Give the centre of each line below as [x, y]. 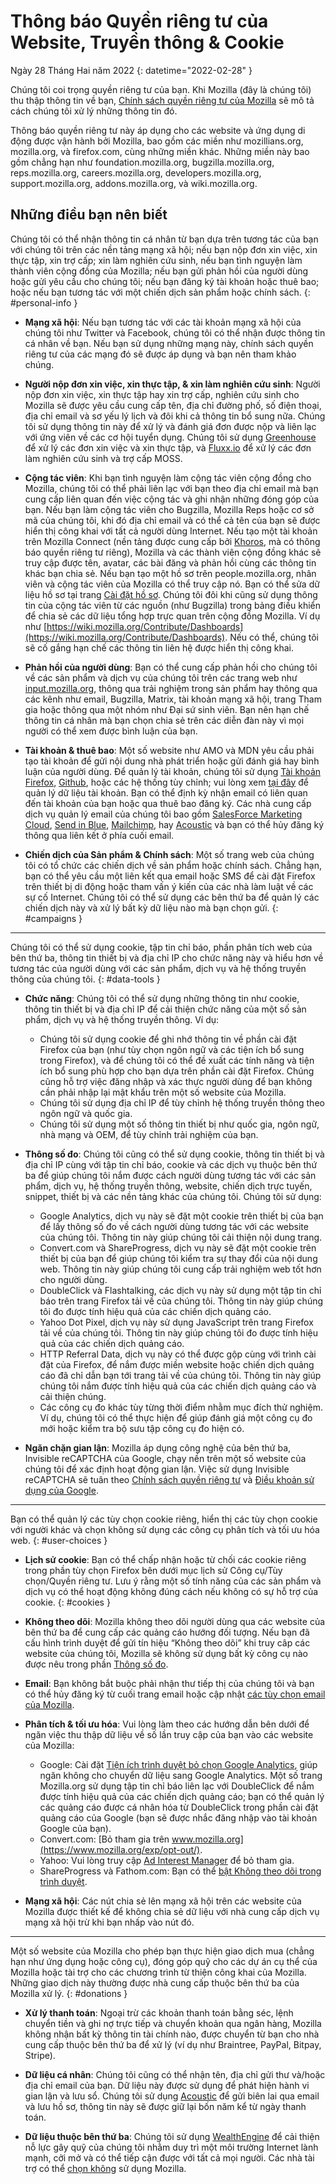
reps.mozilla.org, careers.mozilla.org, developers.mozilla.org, [136, 172]
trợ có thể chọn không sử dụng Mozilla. [105, 2168]
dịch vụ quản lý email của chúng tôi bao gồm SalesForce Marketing [163, 814]
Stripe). [40, 2055]
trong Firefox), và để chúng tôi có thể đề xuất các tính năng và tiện [177, 1060]
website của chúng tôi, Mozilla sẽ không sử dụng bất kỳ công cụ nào [166, 1653]
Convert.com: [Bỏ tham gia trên [104, 1839]
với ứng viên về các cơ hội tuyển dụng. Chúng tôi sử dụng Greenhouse [170, 437]
